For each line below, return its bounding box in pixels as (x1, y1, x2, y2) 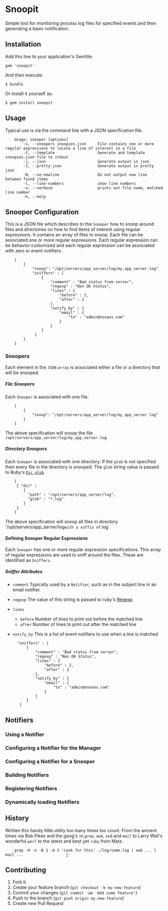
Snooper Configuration (5, 208, 79, 216)
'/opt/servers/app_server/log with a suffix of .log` (5, 524, 110, 530)
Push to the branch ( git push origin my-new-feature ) (12, 895, 124, 901)
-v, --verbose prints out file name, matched (23, 185, 163, 191)
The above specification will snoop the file (5, 430, 93, 436)
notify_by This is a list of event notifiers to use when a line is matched (12, 631, 158, 637)
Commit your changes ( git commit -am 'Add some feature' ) (12, 890, 137, 896)
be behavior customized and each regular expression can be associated (5, 242, 155, 248)
